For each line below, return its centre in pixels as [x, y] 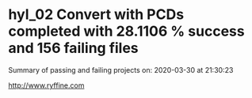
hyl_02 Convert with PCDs [96, 15]
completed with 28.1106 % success [126, 31]
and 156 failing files [73, 48]
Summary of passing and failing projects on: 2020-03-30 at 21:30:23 [121, 70]
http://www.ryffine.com [46, 85]
